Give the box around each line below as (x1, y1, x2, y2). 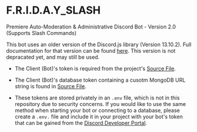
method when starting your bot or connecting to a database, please (14, 107, 180, 114)
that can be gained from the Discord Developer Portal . (14, 119, 147, 126)
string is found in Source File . (14, 82, 87, 89)
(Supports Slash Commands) (6, 29, 77, 36)
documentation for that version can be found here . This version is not (6, 47, 176, 54)
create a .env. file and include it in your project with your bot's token (14, 113, 183, 120)
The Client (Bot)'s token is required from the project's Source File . (14, 65, 176, 72)
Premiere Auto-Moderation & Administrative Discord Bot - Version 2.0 (6, 23, 176, 30)
